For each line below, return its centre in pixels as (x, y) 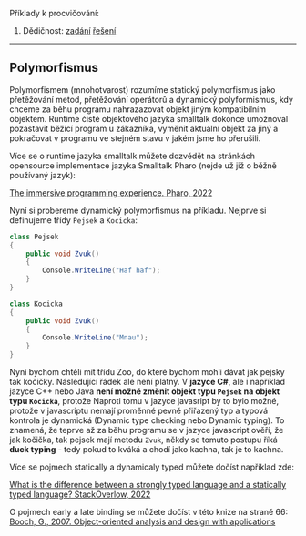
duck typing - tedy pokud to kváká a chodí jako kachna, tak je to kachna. (147, 450)
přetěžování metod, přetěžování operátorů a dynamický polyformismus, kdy (152, 99)
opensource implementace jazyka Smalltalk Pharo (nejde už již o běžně (143, 165)
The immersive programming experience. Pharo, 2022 (111, 192)
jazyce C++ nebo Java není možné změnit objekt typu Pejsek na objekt (145, 391)
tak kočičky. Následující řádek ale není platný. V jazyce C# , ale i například (147, 382)
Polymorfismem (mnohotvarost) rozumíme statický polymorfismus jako (143, 89)
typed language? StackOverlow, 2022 (80, 494)
